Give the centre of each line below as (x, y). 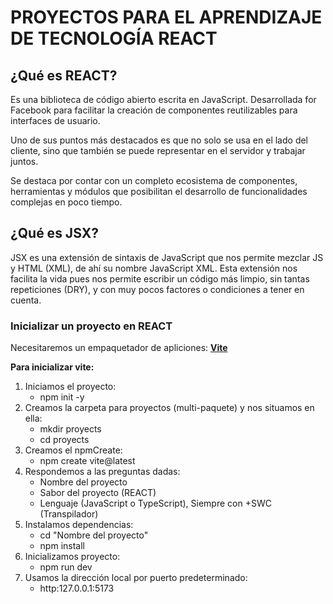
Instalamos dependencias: (79, 525)
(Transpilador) (69, 514)
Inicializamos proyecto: (72, 557)
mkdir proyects (70, 429)
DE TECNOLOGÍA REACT (114, 38)
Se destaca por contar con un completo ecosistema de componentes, (154, 180)
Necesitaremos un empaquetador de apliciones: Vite (119, 348)
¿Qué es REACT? (64, 75)
